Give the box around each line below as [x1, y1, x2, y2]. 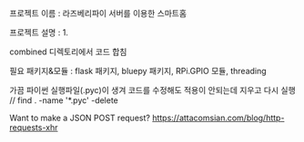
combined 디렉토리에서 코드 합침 [9, 46, 127, 57]
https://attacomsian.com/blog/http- [151, 112, 285, 123]
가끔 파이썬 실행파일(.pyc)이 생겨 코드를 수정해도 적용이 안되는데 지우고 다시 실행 [9, 85, 296, 95]
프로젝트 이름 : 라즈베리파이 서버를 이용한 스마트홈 [9, 8, 187, 18]
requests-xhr [9, 122, 58, 133]
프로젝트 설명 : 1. [9, 27, 68, 38]
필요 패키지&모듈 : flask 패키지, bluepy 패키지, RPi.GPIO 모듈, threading [9, 66, 267, 76]
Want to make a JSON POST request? [9, 112, 150, 123]
